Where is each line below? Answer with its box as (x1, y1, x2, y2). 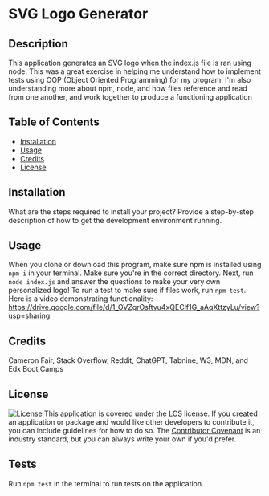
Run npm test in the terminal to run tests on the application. (8, 478, 204, 488)
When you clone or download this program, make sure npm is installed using (8, 260, 262, 270)
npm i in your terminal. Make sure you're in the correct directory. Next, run (8, 268, 254, 278)
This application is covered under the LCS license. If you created (43, 409, 259, 418)
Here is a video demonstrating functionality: (8, 294, 153, 303)
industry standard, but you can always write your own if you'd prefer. (8, 434, 237, 444)
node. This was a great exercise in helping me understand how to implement (8, 67, 261, 76)
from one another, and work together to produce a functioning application (8, 92, 253, 101)
